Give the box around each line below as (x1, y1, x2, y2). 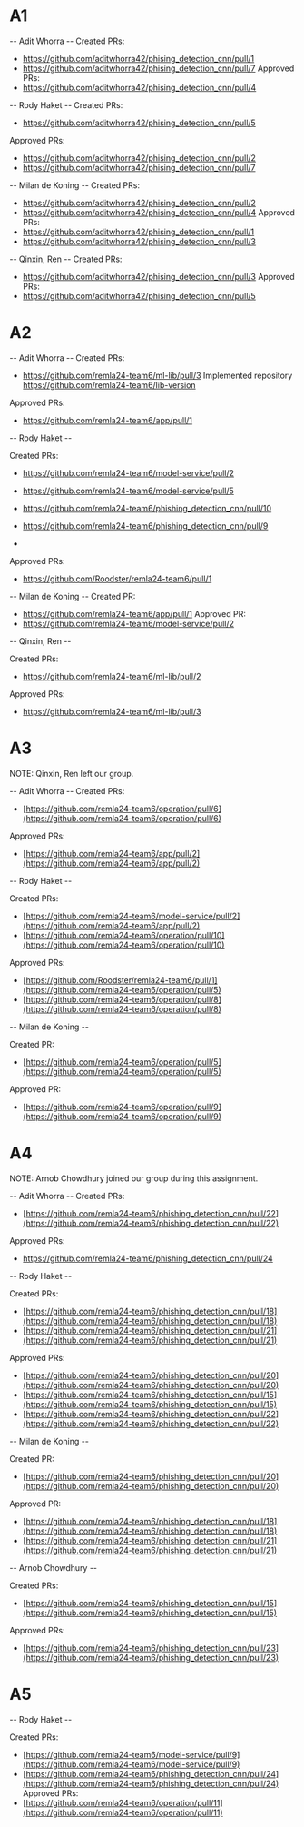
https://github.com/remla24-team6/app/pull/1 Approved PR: (22, 608, 247, 619)
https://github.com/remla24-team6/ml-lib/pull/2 (22, 670, 201, 681)
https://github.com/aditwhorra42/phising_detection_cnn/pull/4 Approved (22, 206, 295, 218)
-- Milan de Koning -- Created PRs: (9, 179, 141, 191)
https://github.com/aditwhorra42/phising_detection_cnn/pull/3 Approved (22, 271, 295, 282)
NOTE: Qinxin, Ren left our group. (9, 768, 134, 779)
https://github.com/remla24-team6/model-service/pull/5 (22, 485, 234, 496)
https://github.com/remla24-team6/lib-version (22, 379, 197, 391)
